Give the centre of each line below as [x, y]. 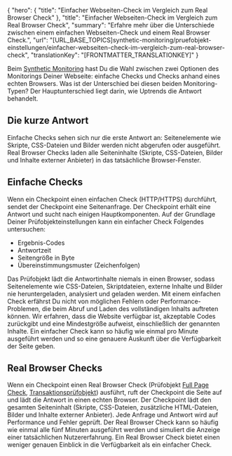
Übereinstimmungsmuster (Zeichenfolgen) [79, 265]
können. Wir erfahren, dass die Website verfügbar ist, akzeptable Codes [111, 316]
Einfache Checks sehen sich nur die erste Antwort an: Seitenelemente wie [114, 137]
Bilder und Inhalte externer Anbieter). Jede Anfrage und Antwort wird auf [113, 415]
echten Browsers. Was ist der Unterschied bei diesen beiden [95, 83]
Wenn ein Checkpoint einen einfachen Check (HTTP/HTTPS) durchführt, [112, 199]
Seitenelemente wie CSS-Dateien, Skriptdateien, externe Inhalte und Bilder [115, 286]
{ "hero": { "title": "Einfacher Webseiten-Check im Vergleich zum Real [108, 10]
